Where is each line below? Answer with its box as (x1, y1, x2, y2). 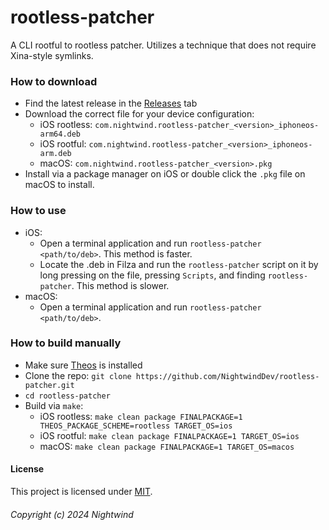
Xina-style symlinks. (10, 49, 94, 61)
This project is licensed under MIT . (10, 486, 153, 498)
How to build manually (10, 336, 122, 350)
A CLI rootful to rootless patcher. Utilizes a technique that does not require (10, 39, 317, 51)
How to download (10, 74, 98, 88)
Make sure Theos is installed (24, 359, 143, 371)
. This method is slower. (71, 279, 170, 291)
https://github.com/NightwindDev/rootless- (135, 371, 320, 381)
